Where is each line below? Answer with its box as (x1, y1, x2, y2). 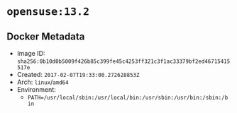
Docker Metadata (6, 30, 85, 42)
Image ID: (16, 49, 45, 57)
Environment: (16, 85, 56, 93)
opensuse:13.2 (6, 5, 90, 18)
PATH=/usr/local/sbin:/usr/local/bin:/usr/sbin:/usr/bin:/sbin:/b (27, 94, 228, 101)
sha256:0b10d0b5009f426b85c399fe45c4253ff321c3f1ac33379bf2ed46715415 (16, 58, 231, 65)
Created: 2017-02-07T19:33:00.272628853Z (16, 71, 140, 78)
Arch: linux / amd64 (16, 78, 69, 86)
